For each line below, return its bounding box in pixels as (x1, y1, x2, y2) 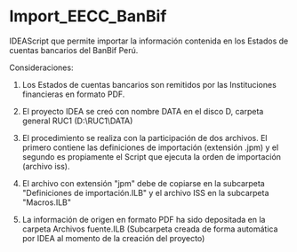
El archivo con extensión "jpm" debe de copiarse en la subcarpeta (21, 177, 265, 188)
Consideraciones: (9, 62, 74, 73)
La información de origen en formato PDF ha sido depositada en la (21, 214, 266, 224)
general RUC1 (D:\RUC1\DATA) (21, 115, 133, 126)
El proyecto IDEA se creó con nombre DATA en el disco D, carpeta (21, 106, 264, 116)
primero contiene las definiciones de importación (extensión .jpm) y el (21, 142, 279, 153)
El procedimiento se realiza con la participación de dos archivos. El (21, 132, 268, 143)
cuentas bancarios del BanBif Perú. (9, 44, 139, 55)
